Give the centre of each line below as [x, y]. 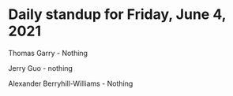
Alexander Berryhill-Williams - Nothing [71, 83]
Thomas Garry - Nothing [48, 53]
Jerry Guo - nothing [41, 68]
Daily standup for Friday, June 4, [117, 15]
